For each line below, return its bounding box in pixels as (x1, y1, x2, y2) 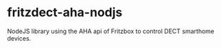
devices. (7, 34, 32, 42)
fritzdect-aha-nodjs (7, 5, 123, 20)
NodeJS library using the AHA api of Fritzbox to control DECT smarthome (7, 27, 215, 35)
